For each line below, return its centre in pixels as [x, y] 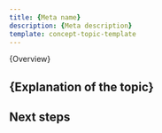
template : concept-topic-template [73, 34]
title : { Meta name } [45, 17]
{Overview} [30, 59]
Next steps [40, 117]
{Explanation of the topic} [82, 86]
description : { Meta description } [71, 26]
